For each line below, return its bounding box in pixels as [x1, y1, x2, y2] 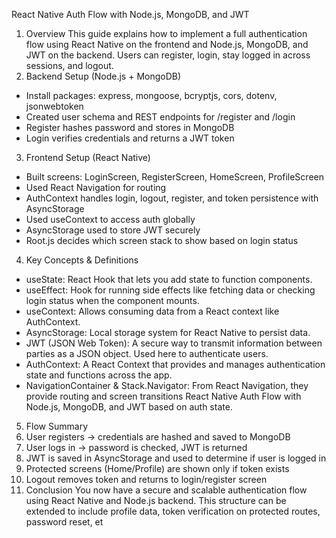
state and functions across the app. [25, 369, 173, 381]
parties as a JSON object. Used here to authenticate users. [25, 348, 269, 359]
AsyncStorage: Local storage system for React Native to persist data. [25, 327, 311, 338]
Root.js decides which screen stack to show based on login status [25, 235, 299, 246]
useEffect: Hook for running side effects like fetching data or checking [25, 284, 316, 296]
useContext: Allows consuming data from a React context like [25, 305, 280, 317]
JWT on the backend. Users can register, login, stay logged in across [25, 49, 311, 61]
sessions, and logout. [25, 60, 114, 71]
